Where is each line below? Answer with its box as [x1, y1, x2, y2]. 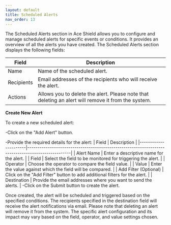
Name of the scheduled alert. [38, 68, 108, 75]
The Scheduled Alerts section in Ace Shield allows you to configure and [5, 31, 155, 37]
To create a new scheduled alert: [5, 120, 74, 126]
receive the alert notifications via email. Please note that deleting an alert [5, 203, 158, 209]
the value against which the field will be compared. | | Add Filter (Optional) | [5, 166, 164, 173]
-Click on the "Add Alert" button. [5, 130, 74, 136]
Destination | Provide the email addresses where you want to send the [5, 177, 152, 183]
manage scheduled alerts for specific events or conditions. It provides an [5, 36, 159, 42]
